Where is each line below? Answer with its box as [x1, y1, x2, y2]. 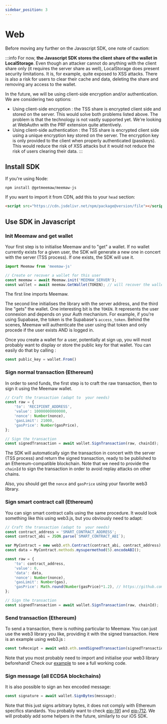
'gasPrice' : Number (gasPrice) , [14, 422, 79, 428]
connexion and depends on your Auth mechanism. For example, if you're [5, 311, 154, 317]
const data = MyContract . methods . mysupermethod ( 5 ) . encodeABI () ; [5, 548, 141, 553]
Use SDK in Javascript [5, 217, 76, 226]
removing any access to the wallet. [5, 81, 77, 87]
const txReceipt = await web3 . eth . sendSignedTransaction [5, 646, 126, 651]
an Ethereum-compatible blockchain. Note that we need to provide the [5, 461, 150, 467]
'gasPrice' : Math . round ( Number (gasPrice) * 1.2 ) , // [14, 584, 121, 590]
